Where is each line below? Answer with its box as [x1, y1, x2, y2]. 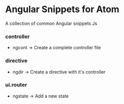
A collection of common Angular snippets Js [5, 20, 97, 26]
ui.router [5, 81, 27, 88]
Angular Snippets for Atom [5, 4, 119, 15]
